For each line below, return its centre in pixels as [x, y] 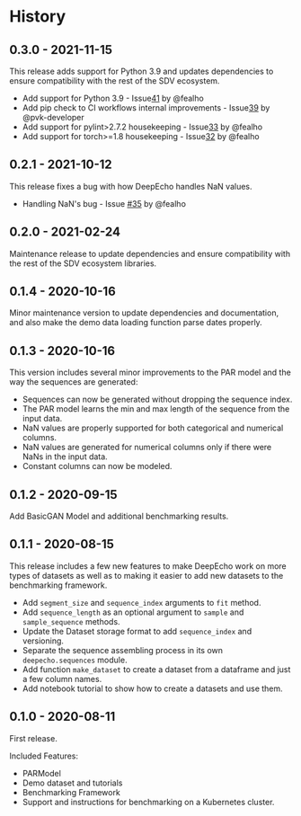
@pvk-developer [53, 117]
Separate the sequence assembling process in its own [122, 650]
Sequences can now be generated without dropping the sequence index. [157, 399]
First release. [34, 738]
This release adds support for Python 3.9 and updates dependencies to [142, 71]
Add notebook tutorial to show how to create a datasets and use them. [152, 688]
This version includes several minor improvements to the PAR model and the [150, 373]
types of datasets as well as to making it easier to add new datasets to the [146, 575]
